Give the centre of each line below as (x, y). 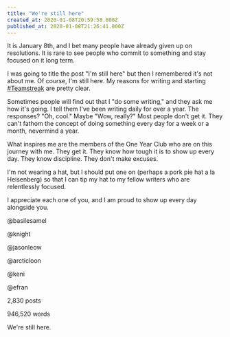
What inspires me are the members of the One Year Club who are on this (110, 144)
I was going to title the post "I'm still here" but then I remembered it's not (110, 74)
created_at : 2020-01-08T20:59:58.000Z (62, 20)
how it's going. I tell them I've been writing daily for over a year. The (103, 109)
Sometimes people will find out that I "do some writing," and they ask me (110, 102)
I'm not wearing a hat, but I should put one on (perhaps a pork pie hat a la (111, 172)
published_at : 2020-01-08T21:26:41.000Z (66, 26)
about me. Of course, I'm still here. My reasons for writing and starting (106, 81)
